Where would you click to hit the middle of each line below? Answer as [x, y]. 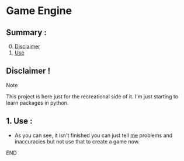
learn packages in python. [37, 102]
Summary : [26, 32]
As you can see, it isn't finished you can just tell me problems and [93, 135]
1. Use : [20, 121]
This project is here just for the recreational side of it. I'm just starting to [92, 96]
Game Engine [39, 11]
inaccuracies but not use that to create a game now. [77, 141]
